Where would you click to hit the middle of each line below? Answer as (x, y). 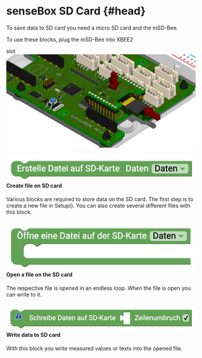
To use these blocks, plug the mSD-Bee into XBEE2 (70, 39)
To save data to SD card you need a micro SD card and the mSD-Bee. (92, 28)
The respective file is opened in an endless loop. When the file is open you (99, 288)
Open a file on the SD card (39, 275)
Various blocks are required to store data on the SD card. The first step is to (100, 199)
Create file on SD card (34, 186)
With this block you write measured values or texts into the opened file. (94, 348)
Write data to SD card (34, 335)
